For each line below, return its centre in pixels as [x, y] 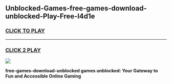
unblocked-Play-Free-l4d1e [50, 17]
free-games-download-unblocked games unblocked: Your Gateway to [82, 70]
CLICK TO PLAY [25, 31]
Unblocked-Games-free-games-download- [76, 8]
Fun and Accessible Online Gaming [43, 76]
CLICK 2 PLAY [23, 50]
